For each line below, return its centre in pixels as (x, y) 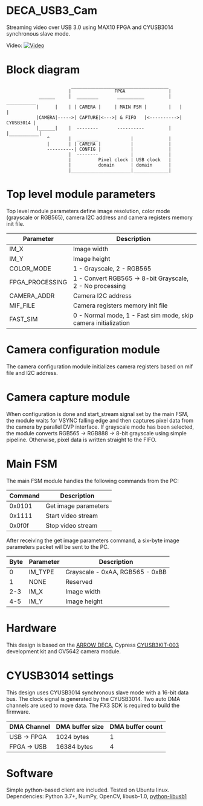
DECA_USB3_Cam (52, 11)
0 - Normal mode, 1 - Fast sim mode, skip (133, 315)
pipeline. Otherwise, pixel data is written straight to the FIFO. (82, 440)
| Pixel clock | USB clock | (120, 160)
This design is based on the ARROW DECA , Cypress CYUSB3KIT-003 (93, 645)
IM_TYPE (41, 572)
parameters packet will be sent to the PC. (58, 546)
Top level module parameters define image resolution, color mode (88, 211)
